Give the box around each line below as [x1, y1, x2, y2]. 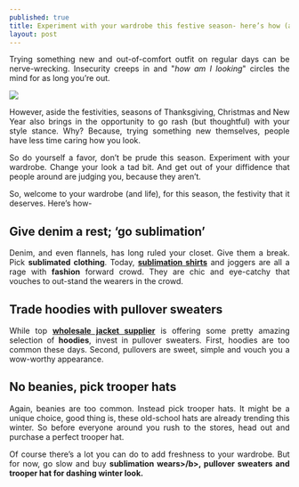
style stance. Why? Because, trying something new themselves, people [9, 126, 290, 136]
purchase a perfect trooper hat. [9, 431, 125, 442]
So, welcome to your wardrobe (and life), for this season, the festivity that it [9, 189, 290, 199]
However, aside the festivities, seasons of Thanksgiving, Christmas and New [9, 107, 290, 118]
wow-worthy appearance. [9, 353, 104, 364]
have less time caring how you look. [9, 135, 141, 146]
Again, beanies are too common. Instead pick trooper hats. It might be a [9, 402, 290, 414]
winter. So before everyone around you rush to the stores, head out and [9, 422, 290, 433]
